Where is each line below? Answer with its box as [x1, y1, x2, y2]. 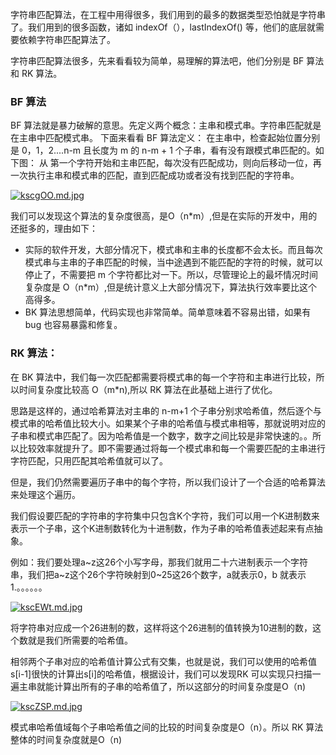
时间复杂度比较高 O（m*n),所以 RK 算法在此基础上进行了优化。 [18, 383, 278, 395]
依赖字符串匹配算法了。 [18, 34, 116, 45]
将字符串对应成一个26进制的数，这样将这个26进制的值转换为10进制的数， [10, 621, 313, 633]
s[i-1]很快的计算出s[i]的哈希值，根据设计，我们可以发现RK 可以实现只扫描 [10, 668, 313, 680]
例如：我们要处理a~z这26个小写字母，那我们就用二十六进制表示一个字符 [10, 556, 309, 568]
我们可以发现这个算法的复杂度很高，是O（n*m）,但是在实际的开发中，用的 [10, 210, 318, 222]
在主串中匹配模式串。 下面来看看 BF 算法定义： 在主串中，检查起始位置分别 [10, 132, 321, 144]
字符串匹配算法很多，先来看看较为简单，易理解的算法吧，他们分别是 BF [10, 55, 305, 67]
